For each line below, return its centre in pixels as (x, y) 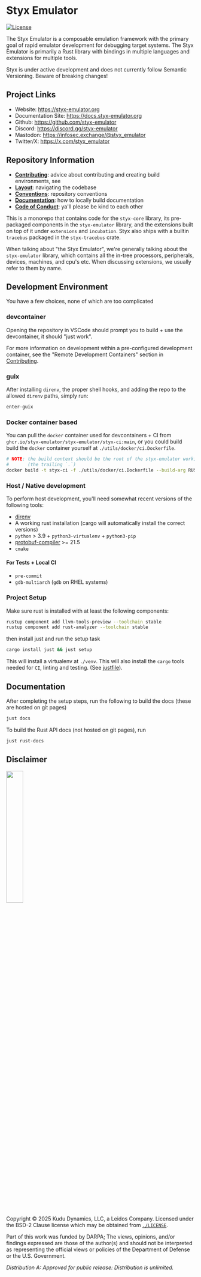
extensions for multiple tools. (42, 58)
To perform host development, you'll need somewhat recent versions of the (99, 499)
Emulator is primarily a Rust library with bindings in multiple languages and (98, 51)
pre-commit (28, 576)
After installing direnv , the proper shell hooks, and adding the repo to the (96, 389)
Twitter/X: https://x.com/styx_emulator (62, 141)
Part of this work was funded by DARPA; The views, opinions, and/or (91, 1236)
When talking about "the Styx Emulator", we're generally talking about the (97, 249)
